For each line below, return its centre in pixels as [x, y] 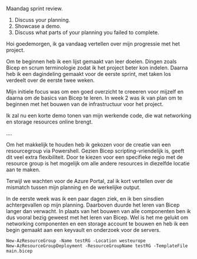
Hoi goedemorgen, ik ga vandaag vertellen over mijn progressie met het [93, 44]
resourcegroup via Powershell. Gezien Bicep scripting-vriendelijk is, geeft [95, 151]
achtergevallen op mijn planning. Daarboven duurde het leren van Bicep [93, 205]
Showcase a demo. [38, 26]
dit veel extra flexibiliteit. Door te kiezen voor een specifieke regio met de [95, 157]
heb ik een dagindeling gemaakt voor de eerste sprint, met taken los [89, 74]
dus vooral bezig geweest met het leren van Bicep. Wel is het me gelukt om [97, 218]
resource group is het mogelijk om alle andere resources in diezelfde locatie [98, 163]
